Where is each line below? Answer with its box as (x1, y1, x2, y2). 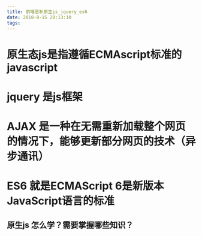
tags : (7, 20, 20, 26)
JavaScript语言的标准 (7, 194, 114, 208)
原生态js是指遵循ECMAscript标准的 (7, 47, 182, 61)
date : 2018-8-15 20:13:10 (7, 14, 71, 20)
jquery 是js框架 (7, 90, 83, 104)
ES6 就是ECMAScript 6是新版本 (7, 179, 164, 193)
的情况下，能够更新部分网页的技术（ (7, 134, 186, 148)
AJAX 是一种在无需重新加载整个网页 (7, 119, 186, 133)
